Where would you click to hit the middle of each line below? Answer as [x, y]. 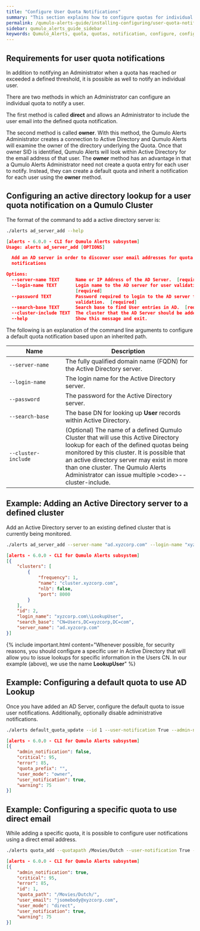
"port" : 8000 [54, 594]
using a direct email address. [42, 840]
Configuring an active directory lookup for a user [99, 196]
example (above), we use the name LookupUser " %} [71, 664]
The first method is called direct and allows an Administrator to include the [98, 115]
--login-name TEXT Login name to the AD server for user [92, 285]
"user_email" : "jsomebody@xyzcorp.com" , [68, 901]
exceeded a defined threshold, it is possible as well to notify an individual [96, 79]
